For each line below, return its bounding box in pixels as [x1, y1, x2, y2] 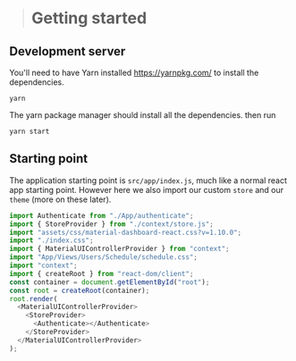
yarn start [9, 127, 50, 136]
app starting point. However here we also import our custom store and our [9, 184, 284, 195]
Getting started [30, 8, 148, 29]
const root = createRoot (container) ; [9, 286, 150, 295]
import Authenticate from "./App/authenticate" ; [9, 211, 194, 220]
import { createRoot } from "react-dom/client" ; [9, 269, 194, 278]
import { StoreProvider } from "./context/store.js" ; [9, 219, 215, 229]
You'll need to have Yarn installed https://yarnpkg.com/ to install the [9, 67, 259, 78]
